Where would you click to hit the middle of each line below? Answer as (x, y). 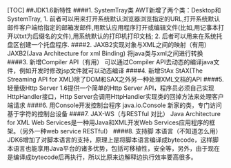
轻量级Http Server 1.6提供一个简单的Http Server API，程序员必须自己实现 (111, 88)
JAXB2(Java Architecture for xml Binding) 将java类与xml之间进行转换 (105, 53)
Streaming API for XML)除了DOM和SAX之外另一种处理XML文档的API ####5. (115, 79)
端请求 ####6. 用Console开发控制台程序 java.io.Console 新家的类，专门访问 (114, 105)
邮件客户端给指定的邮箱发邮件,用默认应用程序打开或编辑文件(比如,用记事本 (113, 27)
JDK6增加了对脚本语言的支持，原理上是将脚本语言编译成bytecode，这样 (110, 140)
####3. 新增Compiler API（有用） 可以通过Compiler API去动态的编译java (110, 62)
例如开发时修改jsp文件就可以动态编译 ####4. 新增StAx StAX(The (111, 71)
